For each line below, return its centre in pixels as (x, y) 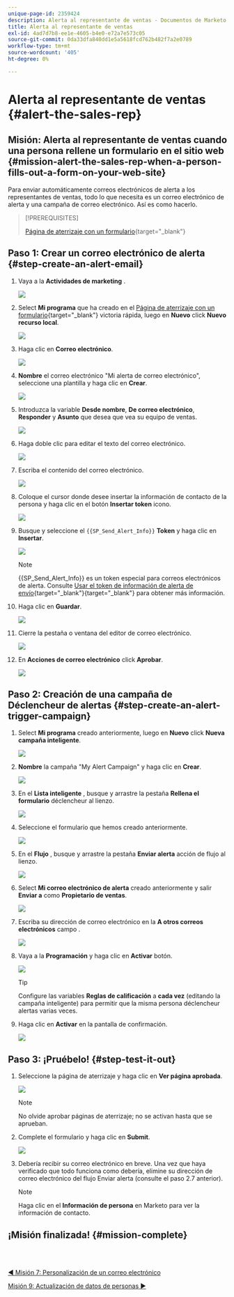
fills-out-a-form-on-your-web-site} (87, 172)
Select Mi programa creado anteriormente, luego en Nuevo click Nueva (121, 733)
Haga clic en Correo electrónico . (65, 348)
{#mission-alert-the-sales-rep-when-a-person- (115, 162)
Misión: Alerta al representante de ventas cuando (118, 140)
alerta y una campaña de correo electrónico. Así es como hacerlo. (103, 204)
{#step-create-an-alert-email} (76, 264)
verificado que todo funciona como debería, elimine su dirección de (115, 1171)
